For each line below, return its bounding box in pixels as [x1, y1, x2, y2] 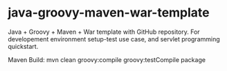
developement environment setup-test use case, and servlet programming [8, 34, 220, 43]
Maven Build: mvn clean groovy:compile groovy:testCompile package [8, 55, 206, 63]
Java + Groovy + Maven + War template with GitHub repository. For [8, 28, 200, 36]
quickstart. [8, 42, 39, 50]
